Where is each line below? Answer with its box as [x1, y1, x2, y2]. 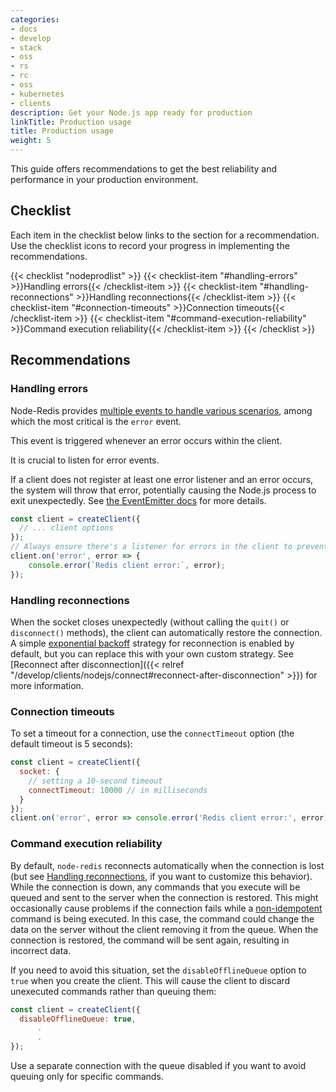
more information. [10, 679, 84, 691]
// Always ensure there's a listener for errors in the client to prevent [10, 542, 329, 552]
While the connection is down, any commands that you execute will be [10, 881, 301, 893]
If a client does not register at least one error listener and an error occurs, [10, 473, 314, 485]
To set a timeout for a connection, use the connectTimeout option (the [10, 727, 295, 740]
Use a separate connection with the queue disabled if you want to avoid [10, 1060, 307, 1072]
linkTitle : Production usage [10, 117, 132, 127]
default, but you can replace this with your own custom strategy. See [10, 647, 294, 660]
